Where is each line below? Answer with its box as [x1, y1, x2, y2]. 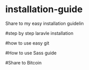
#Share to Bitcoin [5, 59, 42, 65]
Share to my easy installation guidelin [5, 20, 84, 26]
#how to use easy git [5, 40, 50, 46]
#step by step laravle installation [5, 30, 74, 36]
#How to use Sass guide [5, 50, 57, 56]
